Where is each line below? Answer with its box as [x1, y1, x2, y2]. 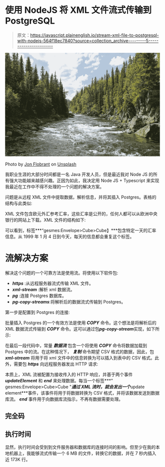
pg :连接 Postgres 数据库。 [12, 293, 67, 299]
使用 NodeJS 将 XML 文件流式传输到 [5, 4, 152, 16]
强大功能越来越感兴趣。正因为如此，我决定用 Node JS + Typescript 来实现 [9, 177, 160, 183]
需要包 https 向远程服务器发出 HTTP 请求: [13, 361, 98, 367]
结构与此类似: [5, 200, 33, 206]
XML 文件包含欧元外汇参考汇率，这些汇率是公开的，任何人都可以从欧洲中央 [5, 210, 158, 217]
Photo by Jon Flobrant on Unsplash [5, 161, 77, 167]
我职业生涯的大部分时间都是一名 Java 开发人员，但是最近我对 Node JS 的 [5, 171, 153, 177]
